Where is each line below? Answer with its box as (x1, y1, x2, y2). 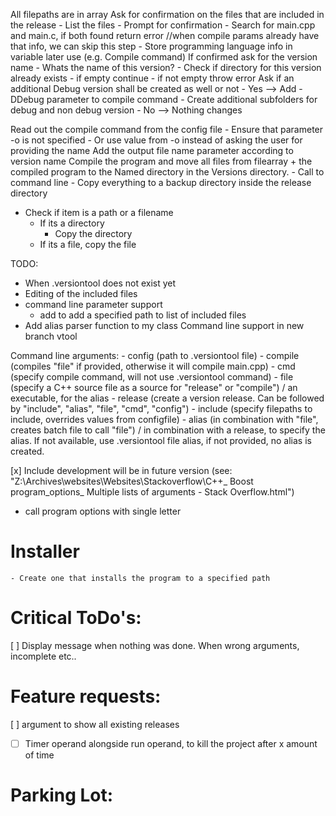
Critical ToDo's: (10, 607, 142, 629)
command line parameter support (24, 299, 163, 310)
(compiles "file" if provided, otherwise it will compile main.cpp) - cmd (10, 360, 296, 372)
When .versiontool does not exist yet (24, 277, 177, 289)
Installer (10, 540, 80, 563)
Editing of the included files (24, 288, 138, 299)
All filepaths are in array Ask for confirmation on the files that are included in (10, 9, 325, 20)
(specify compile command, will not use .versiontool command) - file (10, 371, 294, 383)
